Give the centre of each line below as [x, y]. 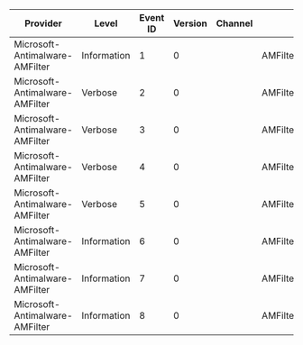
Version [190, 23]
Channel [234, 23]
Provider [43, 23]
